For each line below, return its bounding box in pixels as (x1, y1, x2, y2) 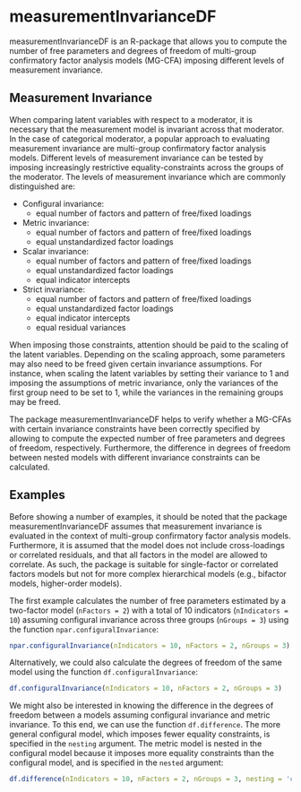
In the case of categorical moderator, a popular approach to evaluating (9, 133, 271, 144)
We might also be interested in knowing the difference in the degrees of (9, 701, 274, 711)
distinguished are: (9, 181, 76, 192)
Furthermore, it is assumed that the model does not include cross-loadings (9, 539, 285, 550)
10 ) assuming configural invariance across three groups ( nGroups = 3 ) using (9, 614, 289, 624)
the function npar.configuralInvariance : (9, 624, 159, 634)
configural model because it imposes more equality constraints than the (9, 748, 275, 759)
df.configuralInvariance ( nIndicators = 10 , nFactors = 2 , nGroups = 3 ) (9, 684, 282, 693)
